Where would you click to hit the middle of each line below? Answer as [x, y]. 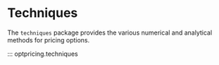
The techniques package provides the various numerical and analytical [110, 32]
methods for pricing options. [49, 40]
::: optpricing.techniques [43, 54]
